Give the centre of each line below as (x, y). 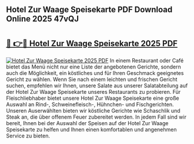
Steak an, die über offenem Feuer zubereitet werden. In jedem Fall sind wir (96, 117)
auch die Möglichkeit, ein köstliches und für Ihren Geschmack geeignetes (95, 73)
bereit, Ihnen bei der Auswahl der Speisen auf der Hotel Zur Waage (87, 123)
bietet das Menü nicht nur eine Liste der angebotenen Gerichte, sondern (93, 67)
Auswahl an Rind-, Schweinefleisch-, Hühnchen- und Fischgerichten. (90, 104)
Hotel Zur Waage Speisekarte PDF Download (89, 10)
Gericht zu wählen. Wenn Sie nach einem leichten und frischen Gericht (92, 79)
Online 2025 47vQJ (43, 19)
